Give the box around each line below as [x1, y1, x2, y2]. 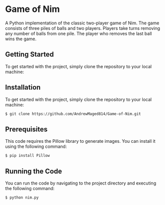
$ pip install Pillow [5, 153, 50, 158]
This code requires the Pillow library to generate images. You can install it [5, 138, 156, 144]
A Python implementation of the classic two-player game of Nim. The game [5, 20, 160, 26]
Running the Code [5, 167, 62, 175]
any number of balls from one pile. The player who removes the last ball [5, 30, 152, 36]
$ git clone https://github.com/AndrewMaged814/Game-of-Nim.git [5, 111, 141, 116]
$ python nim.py [5, 195, 39, 200]
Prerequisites [5, 125, 48, 133]
